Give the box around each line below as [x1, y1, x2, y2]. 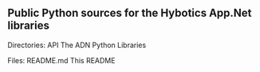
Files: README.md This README [7, 55, 116, 65]
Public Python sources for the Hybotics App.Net [7, 6, 252, 20]
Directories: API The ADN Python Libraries [7, 40, 147, 50]
